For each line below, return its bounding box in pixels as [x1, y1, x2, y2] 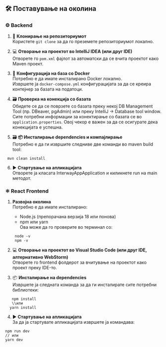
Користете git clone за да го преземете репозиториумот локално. [12, 38, 154, 44]
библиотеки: [12, 287, 39, 293]
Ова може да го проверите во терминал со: [19, 224, 112, 230]
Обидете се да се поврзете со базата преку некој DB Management [12, 103, 153, 109]
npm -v [14, 238, 28, 243]
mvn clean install [7, 156, 46, 161]
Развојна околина [12, 198, 51, 204]
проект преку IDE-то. [12, 264, 57, 270]
